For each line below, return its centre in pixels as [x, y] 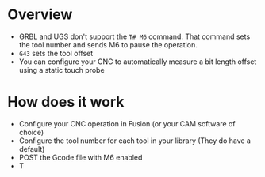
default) [32, 149]
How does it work [66, 102]
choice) [31, 132]
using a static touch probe [61, 70]
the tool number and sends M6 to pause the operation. [108, 44]
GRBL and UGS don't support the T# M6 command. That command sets [134, 36]
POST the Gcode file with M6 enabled [81, 157]
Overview [40, 15]
